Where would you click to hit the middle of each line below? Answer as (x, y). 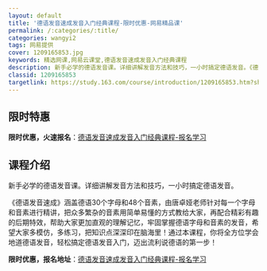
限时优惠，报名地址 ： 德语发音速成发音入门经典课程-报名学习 (107, 259)
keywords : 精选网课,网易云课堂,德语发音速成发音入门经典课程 (98, 61)
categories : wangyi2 (43, 38)
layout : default (35, 16)
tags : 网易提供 (31, 45)
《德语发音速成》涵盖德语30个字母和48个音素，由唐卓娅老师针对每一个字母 (132, 202)
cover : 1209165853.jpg (46, 53)
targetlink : (28, 82)
